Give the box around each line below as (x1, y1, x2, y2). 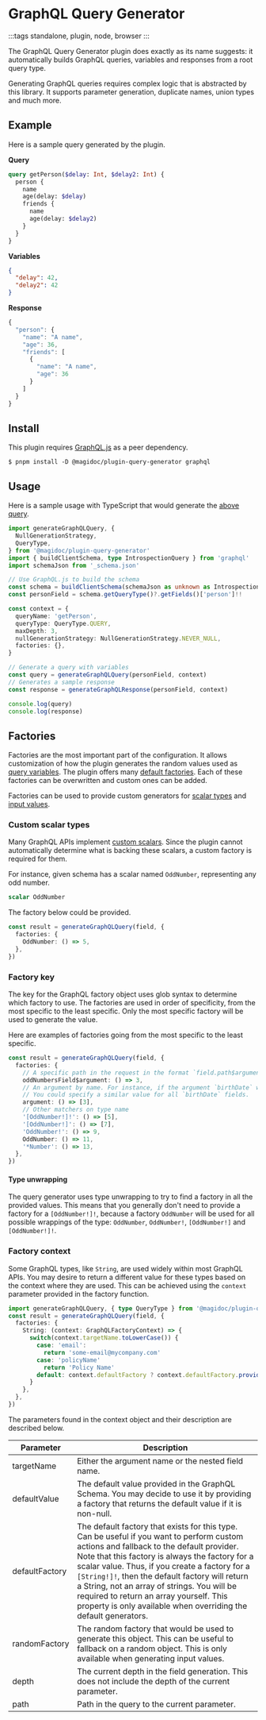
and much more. (8, 95, 62, 105)
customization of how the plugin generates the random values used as (8, 759, 238, 769)
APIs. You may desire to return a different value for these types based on (8, 1272, 246, 1282)
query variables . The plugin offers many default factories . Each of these (8, 767, 243, 777)
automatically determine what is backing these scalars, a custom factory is (8, 846, 252, 855)
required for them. (8, 854, 67, 864)
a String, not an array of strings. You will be (76, 1580, 237, 1591)
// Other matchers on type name (22, 1105, 129, 1114)
